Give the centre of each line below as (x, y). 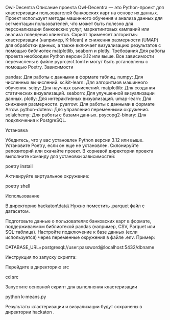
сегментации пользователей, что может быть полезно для (69, 23)
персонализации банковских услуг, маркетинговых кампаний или (77, 29)
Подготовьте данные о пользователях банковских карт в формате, (78, 221)
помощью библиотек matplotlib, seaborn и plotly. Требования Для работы (85, 51)
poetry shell (18, 186)
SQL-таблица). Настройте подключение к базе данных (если (71, 232)
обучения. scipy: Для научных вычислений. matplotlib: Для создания (80, 88)
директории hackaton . (30, 312)
